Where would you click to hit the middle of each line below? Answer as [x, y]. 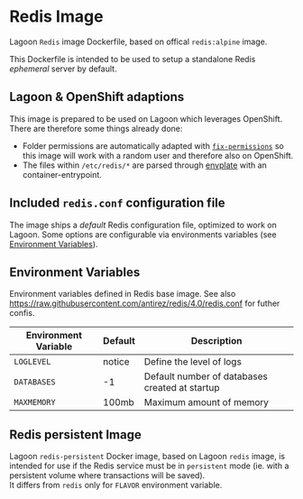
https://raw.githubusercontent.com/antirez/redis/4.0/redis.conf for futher [145, 303]
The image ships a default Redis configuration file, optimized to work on [143, 225]
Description [216, 341]
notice [116, 362]
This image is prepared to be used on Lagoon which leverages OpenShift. [146, 118]
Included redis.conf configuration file [117, 203]
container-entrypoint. [62, 174]
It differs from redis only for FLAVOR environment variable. [116, 485]
